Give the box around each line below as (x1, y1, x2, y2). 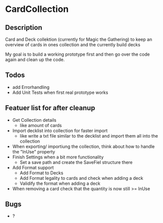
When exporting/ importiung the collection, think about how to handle (12, 143, 155, 149)
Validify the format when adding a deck (19, 180, 100, 186)
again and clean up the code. (5, 57, 65, 63)
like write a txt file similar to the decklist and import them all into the (19, 133, 158, 139)
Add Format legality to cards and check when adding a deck (19, 175, 143, 181)
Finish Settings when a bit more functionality (12, 154, 104, 160)
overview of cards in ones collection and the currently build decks (5, 42, 141, 48)
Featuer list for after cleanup (5, 104, 95, 112)
